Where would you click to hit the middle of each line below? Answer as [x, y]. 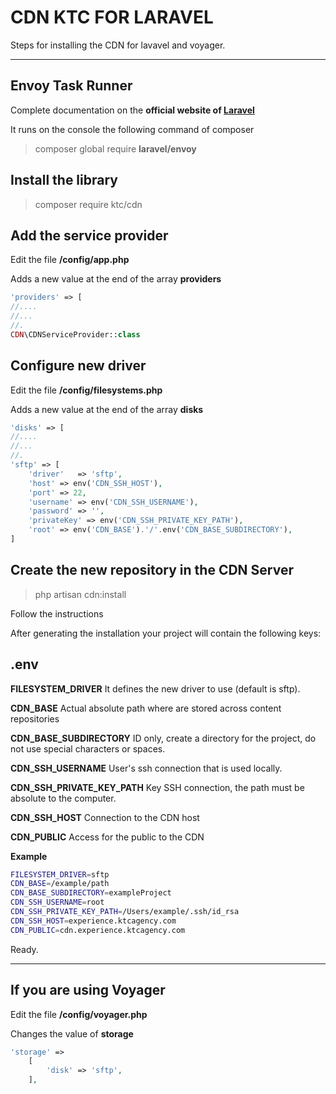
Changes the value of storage [72, 1033]
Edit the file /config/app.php [70, 260]
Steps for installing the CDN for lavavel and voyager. [118, 45]
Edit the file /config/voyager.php [79, 1014]
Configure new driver [78, 366]
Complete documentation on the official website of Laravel [132, 110]
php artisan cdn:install [80, 594]
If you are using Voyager [88, 990]
